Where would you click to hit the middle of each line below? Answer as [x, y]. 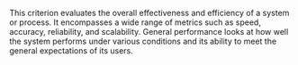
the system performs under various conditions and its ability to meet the [143, 41]
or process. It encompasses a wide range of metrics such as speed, [135, 22]
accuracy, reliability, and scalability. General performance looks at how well [149, 32]
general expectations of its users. [71, 51]
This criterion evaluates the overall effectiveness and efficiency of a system [149, 13]
